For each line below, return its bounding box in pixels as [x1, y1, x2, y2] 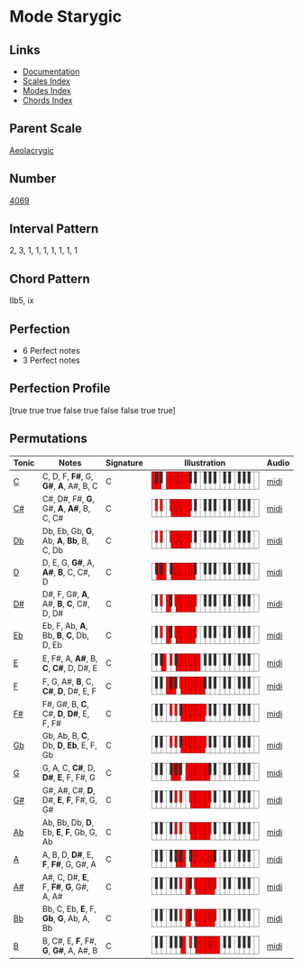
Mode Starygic [9, 6, 123, 27]
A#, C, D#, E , [41, 871, 90, 882]
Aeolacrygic [9, 144, 54, 155]
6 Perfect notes [22, 346, 81, 356]
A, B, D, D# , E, [41, 849, 94, 860]
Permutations [9, 431, 87, 447]
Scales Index [22, 76, 70, 87]
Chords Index [22, 95, 73, 106]
